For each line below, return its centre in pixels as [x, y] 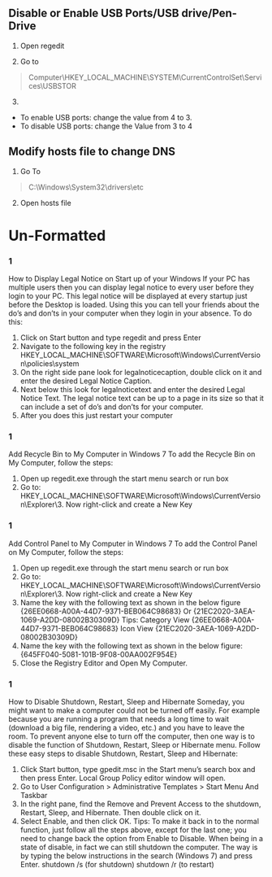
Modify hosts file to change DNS [92, 152]
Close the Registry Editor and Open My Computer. [104, 663]
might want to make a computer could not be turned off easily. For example [134, 710]
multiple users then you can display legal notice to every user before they [131, 287]
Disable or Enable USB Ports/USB [94, 13]
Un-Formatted [57, 236]
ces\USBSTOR [52, 85]
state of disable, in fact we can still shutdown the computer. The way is [139, 847]
